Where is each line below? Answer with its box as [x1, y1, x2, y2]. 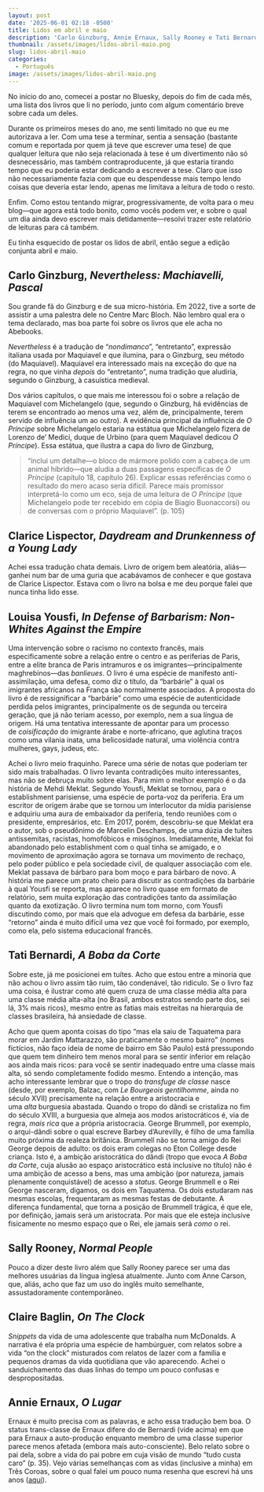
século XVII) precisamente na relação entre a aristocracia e [8, 1093, 200, 1103]
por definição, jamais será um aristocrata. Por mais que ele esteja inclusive [8, 1210, 251, 1220]
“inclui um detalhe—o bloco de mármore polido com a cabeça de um [27, 456, 251, 466]
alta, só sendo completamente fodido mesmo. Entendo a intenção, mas [8, 1068, 239, 1078]
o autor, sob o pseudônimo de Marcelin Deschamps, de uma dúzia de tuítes [8, 826, 253, 835]
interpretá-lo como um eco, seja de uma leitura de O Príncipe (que [27, 489, 242, 499]
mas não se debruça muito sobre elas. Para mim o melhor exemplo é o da [8, 775, 246, 785]
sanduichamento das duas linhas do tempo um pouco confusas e [8, 1365, 220, 1374]
